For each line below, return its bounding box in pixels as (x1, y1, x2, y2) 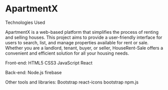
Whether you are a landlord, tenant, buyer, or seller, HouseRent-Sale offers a (5, 45, 163, 51)
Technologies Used (5, 19, 45, 25)
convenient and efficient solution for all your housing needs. (5, 50, 129, 56)
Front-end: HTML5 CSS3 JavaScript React (5, 60, 93, 66)
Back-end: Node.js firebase (5, 69, 62, 75)
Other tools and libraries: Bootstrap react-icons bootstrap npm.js (5, 79, 139, 85)
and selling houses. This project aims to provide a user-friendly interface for (5, 34, 162, 40)
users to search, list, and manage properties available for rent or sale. (5, 39, 149, 45)
